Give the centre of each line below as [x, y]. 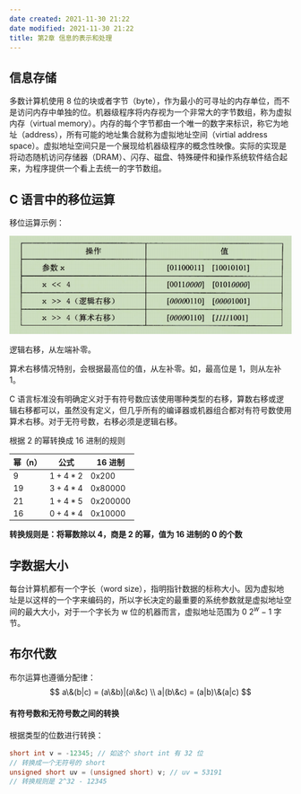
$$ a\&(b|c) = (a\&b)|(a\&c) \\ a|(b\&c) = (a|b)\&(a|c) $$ [150, 692]
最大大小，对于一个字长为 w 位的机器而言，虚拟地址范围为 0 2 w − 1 [148, 611]
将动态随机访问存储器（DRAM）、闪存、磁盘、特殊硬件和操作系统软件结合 [145, 157]
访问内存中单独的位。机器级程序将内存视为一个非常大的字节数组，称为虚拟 [154, 112]
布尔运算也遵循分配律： [52, 677]
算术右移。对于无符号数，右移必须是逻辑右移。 [95, 421]
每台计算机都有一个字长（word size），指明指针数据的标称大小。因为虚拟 [143, 589]
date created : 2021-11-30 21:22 [69, 19]
